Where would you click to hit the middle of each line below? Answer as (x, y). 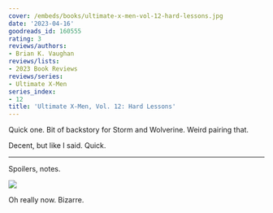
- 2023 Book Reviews (43, 69)
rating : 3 (25, 39)
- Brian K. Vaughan (41, 54)
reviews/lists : (34, 62)
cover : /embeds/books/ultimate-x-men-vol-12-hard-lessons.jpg (116, 16)
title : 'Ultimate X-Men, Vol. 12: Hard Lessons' (92, 106)
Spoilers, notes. (35, 169)
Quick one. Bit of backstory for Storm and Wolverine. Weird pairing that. (129, 130)
